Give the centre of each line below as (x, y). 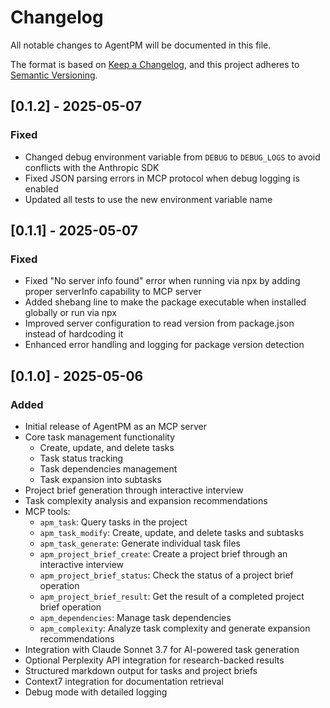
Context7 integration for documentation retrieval (124, 681)
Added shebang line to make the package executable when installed (165, 302)
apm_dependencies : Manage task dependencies (135, 617)
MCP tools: (47, 511)
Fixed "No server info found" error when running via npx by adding (162, 281)
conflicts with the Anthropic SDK (92, 167)
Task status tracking (81, 458)
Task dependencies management (108, 469)
